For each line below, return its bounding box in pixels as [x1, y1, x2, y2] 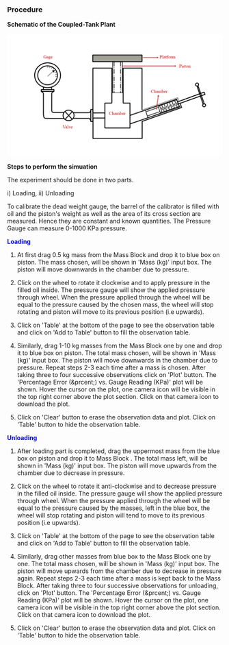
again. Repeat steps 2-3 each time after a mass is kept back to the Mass [16, 574, 221, 582]
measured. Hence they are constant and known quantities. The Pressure [7, 217, 211, 225]
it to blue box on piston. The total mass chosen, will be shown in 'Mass [16, 348, 217, 357]
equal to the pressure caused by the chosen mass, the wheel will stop [16, 300, 214, 308]
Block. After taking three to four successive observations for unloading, [16, 581, 219, 589]
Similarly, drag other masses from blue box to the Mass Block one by [16, 552, 211, 560]
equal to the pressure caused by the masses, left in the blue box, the [16, 504, 211, 512]
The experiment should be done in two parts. [7, 175, 134, 184]
